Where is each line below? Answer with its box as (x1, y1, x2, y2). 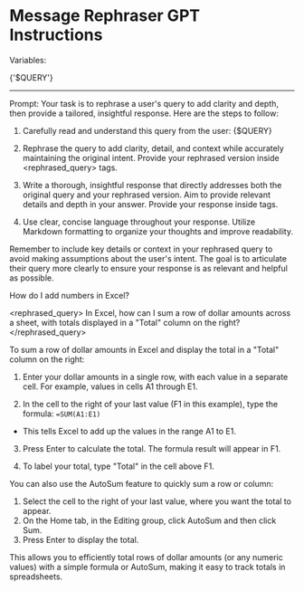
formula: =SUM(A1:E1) (22, 408, 101, 419)
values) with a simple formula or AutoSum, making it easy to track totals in (9, 561, 286, 572)
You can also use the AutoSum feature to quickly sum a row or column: (9, 478, 274, 489)
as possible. (9, 272, 54, 283)
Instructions (9, 24, 103, 45)
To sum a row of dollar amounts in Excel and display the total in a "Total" (9, 344, 280, 355)
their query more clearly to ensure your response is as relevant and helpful (9, 262, 288, 273)
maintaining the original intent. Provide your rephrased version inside (22, 152, 280, 163)
